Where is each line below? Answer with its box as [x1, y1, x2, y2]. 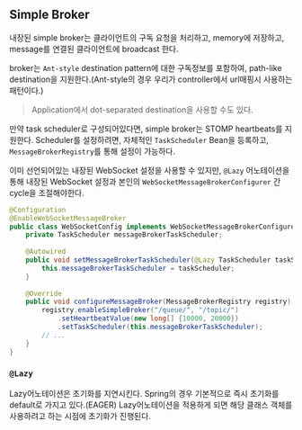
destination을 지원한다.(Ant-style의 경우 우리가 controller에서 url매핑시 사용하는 [9, 74, 293, 85]
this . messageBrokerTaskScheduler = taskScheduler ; [41, 264, 235, 273]
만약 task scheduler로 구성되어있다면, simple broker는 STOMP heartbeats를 [9, 123, 283, 134]
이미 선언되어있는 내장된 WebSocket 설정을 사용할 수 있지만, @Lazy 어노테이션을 [9, 165, 290, 175]
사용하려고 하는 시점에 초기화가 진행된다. [9, 410, 151, 421]
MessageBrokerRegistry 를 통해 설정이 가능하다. [9, 146, 175, 157]
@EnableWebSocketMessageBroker [9, 213, 127, 223]
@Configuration [9, 205, 67, 214]
